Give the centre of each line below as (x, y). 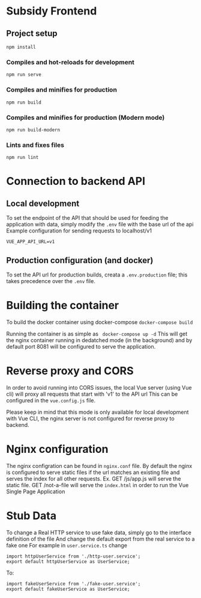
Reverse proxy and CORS (70, 371)
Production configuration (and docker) (80, 260)
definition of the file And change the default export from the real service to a (100, 539)
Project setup (32, 33)
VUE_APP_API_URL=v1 (31, 242)
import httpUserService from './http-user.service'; (73, 556)
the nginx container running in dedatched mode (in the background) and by (99, 340)
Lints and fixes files (35, 145)
